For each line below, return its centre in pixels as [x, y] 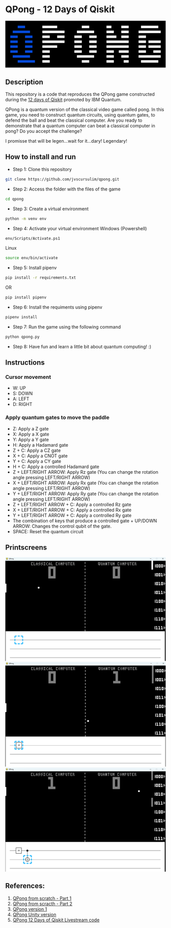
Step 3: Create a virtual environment [51, 209]
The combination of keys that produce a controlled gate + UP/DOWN [85, 521]
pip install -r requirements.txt [41, 278]
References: [25, 886]
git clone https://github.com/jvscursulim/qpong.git [62, 179]
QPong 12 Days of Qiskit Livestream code [56, 920]
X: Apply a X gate [31, 434]
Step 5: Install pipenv [35, 268]
